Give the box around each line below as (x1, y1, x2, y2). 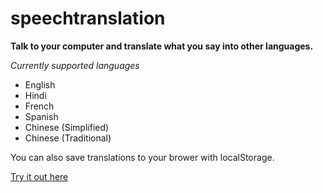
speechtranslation (10, 7, 166, 30)
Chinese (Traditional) (24, 132, 112, 144)
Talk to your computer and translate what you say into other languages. (10, 40, 314, 52)
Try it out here (10, 170, 69, 182)
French (24, 100, 55, 112)
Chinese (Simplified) (24, 121, 110, 133)
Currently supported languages (10, 59, 140, 71)
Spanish (24, 110, 59, 122)
